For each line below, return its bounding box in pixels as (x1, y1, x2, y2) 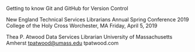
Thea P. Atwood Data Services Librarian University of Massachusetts (6, 34, 173, 40)
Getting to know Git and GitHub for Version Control (6, 5, 129, 12)
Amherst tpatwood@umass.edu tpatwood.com (6, 40, 119, 46)
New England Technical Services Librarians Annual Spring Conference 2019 (6, 16, 189, 23)
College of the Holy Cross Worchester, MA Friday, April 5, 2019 (6, 23, 158, 29)
